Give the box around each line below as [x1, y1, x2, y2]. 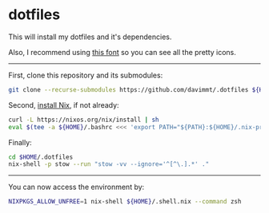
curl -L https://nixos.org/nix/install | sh [8, 116, 159, 124]
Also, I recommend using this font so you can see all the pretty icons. [8, 47, 236, 57]
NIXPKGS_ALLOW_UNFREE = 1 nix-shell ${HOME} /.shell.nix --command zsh [8, 198, 242, 206]
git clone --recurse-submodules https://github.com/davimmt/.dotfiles [8, 85, 249, 93]
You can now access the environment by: [8, 182, 145, 192]
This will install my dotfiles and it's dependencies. [8, 32, 172, 41]
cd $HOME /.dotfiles [8, 153, 74, 161]
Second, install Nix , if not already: [8, 100, 119, 109]
